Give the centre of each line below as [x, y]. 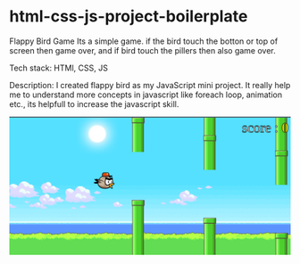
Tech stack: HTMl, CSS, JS [59, 68]
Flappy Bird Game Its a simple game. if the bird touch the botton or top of [144, 41]
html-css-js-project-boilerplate [129, 16]
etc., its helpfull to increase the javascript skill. [94, 103]
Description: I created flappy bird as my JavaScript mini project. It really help [150, 85]
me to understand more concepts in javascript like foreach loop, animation [146, 95]
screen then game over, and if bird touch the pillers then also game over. [143, 50]
